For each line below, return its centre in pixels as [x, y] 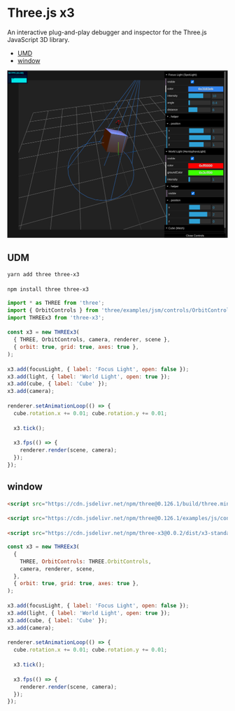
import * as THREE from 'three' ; [56, 303]
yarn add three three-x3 [43, 275]
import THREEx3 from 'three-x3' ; [56, 317]
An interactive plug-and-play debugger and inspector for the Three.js [107, 32]
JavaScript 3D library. [38, 39]
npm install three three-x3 [48, 289]
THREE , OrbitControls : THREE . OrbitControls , [86, 561]
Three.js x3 [41, 13]
